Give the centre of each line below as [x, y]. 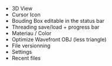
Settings [22, 52]
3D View [22, 8]
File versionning [31, 46]
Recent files [26, 58]
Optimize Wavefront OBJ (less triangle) [59, 39]
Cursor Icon [26, 15]
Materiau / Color [32, 33]
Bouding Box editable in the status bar [58, 21]
